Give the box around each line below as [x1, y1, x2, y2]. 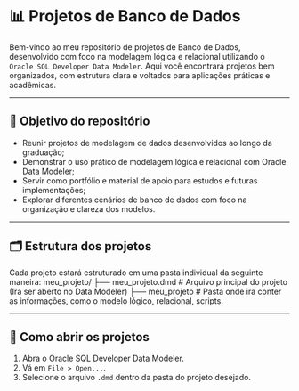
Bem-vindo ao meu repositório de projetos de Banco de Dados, [9, 41, 241, 53]
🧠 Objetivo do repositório [9, 114, 150, 129]
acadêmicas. [9, 79, 56, 90]
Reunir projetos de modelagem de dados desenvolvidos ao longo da [21, 137, 273, 148]
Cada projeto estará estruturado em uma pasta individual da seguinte [9, 267, 263, 278]
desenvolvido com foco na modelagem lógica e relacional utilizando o [9, 51, 265, 61]
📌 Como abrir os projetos [9, 330, 149, 345]
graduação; [21, 147, 65, 158]
